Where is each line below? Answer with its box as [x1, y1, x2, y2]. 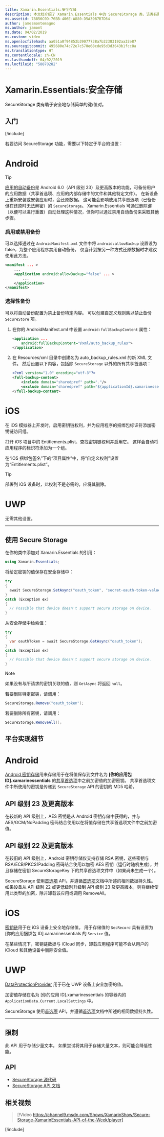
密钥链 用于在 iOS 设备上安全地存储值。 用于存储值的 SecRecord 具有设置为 [5, 924, 154, 930]
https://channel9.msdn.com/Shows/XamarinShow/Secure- [33, 1112, 150, 1118]
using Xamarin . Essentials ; [5, 559, 60, 565]
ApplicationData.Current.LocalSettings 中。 [5, 997, 96, 1004]
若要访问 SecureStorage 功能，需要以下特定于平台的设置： [5, 141, 123, 146]
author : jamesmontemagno [5, 21, 56, 26]
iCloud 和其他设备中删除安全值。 [5, 947, 71, 953]
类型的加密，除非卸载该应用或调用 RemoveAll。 [13, 890, 109, 896]
